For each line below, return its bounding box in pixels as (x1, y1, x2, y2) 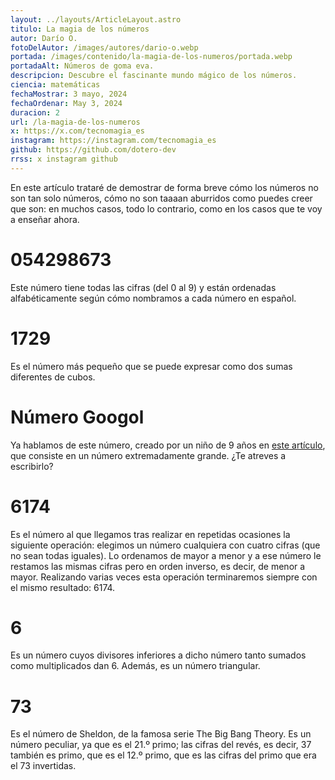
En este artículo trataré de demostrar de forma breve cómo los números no (10, 181, 319, 193)
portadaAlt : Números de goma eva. (10, 61, 155, 71)
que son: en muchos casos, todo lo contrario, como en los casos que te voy (10, 202, 323, 215)
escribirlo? (10, 460, 54, 472)
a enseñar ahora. (10, 213, 80, 225)
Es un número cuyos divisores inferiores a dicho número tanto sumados (10, 649, 307, 661)
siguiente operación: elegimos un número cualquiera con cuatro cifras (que (10, 539, 321, 551)
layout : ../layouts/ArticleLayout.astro (10, 14, 182, 25)
